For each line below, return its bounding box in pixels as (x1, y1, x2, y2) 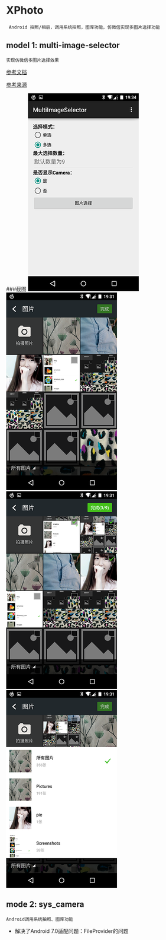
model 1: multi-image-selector (6, 40, 120, 50)
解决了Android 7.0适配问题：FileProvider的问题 (14, 927, 129, 935)
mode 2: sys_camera (6, 900, 84, 910)
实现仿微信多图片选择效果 (6, 57, 59, 63)
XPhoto (6, 4, 44, 17)
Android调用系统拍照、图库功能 (6, 916, 73, 922)
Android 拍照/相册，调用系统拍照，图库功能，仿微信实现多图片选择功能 (8, 24, 161, 30)
